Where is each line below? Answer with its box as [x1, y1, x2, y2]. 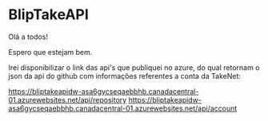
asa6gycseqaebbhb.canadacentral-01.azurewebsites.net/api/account [8, 103, 238, 113]
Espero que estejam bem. [8, 47, 93, 57]
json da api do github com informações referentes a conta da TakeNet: [8, 71, 242, 80]
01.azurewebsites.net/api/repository [8, 95, 127, 104]
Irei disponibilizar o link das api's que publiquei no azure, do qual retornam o [8, 62, 260, 72]
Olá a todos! [8, 32, 48, 41]
